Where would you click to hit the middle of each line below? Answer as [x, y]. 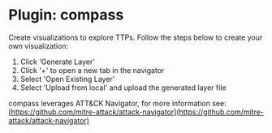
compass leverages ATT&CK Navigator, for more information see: [117, 103]
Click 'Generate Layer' [58, 62]
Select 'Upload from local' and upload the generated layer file [123, 88]
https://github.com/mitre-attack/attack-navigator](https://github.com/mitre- [137, 112]
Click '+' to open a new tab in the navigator [92, 70]
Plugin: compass [66, 15]
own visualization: [39, 45]
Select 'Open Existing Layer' [67, 79]
